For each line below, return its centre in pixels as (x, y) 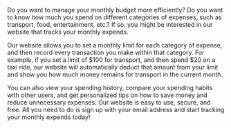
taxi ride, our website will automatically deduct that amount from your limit (113, 67)
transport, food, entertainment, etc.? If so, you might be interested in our (110, 24)
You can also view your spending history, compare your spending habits (110, 88)
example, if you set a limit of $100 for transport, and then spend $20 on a (111, 60)
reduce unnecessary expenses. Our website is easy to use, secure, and (109, 102)
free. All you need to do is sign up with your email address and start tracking (116, 110)
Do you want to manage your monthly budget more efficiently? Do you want (115, 10)
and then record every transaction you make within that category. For (106, 52)
